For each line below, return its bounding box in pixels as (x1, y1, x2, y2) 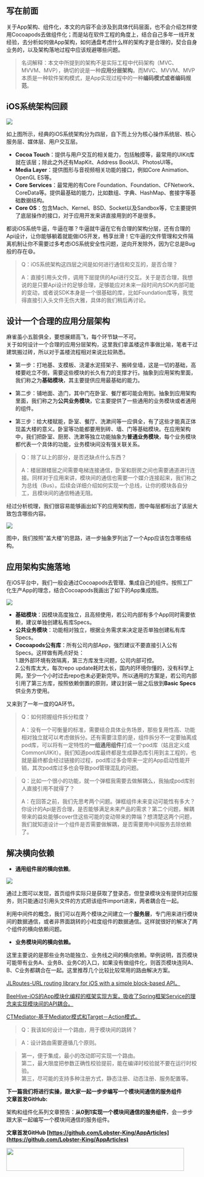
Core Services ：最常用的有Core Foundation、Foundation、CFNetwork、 (15, 181, 198, 188)
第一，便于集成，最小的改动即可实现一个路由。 (21, 1052, 138, 1059)
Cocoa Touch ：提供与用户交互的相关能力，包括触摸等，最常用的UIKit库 (15, 151, 195, 158)
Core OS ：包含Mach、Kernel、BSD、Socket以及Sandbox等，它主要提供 (15, 204, 197, 212)
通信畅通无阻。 (58, 490, 96, 497)
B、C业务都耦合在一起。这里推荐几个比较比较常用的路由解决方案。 (6, 967, 174, 974)
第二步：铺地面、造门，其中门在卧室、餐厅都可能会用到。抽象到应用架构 (15, 390, 196, 397)
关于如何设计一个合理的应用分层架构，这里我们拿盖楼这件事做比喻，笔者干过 (6, 341, 198, 348)
